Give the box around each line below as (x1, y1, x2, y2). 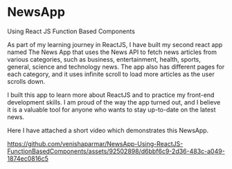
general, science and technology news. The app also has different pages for (7, 62, 225, 71)
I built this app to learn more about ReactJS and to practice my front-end (7, 91, 215, 99)
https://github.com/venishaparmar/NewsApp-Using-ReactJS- (7, 139, 184, 148)
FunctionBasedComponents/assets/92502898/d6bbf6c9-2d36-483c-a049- (7, 147, 225, 155)
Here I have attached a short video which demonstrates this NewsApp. (7, 126, 209, 134)
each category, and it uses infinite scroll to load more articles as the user (7, 70, 215, 78)
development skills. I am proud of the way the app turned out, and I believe (7, 98, 221, 106)
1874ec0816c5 (7, 154, 48, 163)
